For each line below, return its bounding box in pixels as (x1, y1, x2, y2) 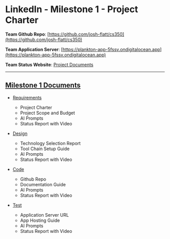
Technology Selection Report (20, 140, 81, 146)
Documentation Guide (20, 181, 66, 187)
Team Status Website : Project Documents (5, 61, 94, 67)
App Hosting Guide (20, 217, 60, 223)
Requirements (12, 94, 42, 100)
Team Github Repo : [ (5, 31, 49, 37)
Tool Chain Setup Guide (20, 146, 70, 152)
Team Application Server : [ (5, 46, 63, 52)
